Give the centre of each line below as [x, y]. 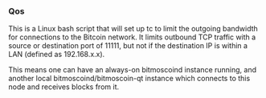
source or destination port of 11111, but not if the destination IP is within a [128, 46]
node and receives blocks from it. [64, 87]
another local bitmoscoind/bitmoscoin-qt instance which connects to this [129, 79]
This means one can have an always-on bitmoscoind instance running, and [133, 70]
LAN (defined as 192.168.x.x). [57, 55]
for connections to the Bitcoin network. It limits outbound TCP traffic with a [132, 37]
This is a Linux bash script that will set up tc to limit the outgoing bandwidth [133, 29]
